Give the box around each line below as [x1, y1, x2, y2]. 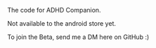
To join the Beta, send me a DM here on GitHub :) [7, 33, 150, 41]
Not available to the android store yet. [7, 19, 116, 27]
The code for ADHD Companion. [7, 6, 101, 14]
